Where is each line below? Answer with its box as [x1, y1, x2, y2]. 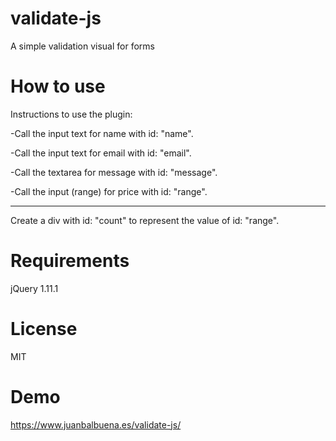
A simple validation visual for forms [10, 40, 155, 52]
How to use [10, 75, 106, 98]
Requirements [10, 250, 130, 272]
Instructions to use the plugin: [10, 108, 133, 120]
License [10, 318, 78, 340]
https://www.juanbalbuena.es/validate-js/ [10, 418, 182, 431]
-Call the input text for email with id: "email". [10, 147, 192, 159]
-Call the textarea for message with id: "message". [10, 166, 218, 178]
